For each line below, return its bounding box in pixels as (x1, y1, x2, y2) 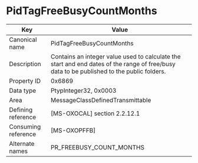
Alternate (9, 139, 35, 148)
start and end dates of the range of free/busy (51, 60, 176, 68)
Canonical (9, 35, 37, 44)
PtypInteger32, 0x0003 (51, 86, 117, 94)
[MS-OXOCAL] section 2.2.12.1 (51, 109, 140, 118)
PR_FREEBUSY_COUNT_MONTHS (51, 143, 144, 151)
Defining (9, 105, 33, 113)
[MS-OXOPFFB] (51, 126, 96, 134)
